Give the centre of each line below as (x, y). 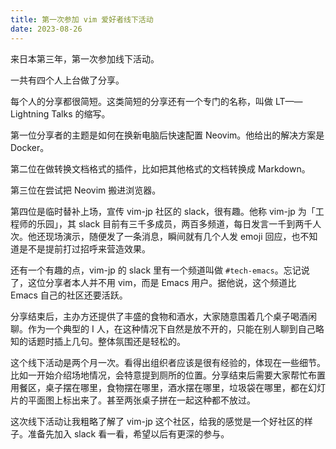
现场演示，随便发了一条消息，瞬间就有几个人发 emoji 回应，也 (172, 236)
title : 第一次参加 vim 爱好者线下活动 (82, 19)
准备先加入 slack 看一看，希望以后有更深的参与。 (128, 433)
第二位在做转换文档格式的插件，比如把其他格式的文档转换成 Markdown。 (160, 168)
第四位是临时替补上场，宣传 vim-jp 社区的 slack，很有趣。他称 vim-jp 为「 (163, 211)
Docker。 (30, 147)
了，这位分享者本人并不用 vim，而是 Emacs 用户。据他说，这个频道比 (153, 282)
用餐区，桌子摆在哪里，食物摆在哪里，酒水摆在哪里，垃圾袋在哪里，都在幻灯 (168, 387)
